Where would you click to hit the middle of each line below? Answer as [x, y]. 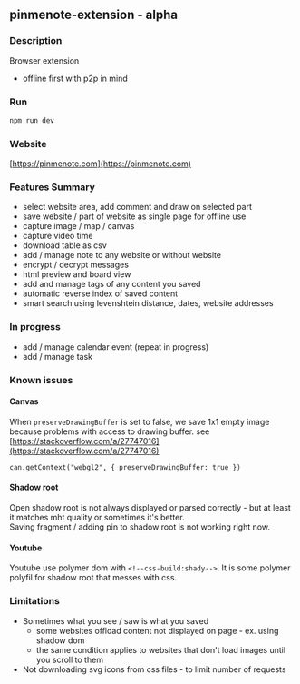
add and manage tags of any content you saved [111, 284]
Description [36, 41]
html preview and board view [77, 274]
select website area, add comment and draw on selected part [137, 207]
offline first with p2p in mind [75, 78]
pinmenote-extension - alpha [94, 15]
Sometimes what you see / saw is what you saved [116, 620]
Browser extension [44, 60]
